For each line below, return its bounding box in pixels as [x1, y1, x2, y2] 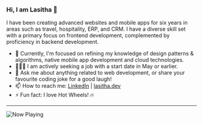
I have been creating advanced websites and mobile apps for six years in [6, 19, 188, 26]
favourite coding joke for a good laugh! [14, 75, 112, 83]
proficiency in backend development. [6, 39, 99, 46]
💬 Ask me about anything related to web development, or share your [14, 69, 185, 76]
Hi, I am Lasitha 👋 [6, 5, 57, 14]
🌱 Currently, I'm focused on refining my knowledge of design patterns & [14, 50, 195, 57]
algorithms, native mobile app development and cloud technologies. [14, 57, 184, 64]
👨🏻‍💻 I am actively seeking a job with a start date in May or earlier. [14, 63, 178, 70]
